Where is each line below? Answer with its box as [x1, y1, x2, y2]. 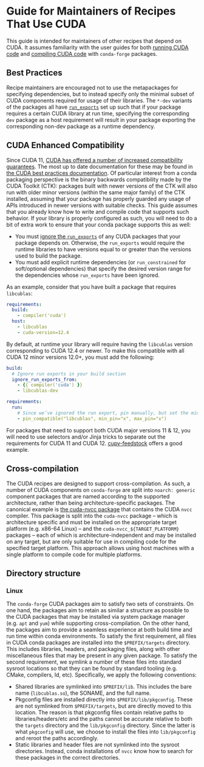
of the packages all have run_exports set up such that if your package [6, 103, 182, 111]
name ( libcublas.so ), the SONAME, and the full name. [15, 689, 151, 697]
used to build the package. [15, 252, 82, 259]
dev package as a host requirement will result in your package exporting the [6, 116, 195, 123]
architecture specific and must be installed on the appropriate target [6, 518, 177, 526]
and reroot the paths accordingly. [15, 735, 99, 742]
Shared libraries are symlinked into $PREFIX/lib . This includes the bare [15, 683, 192, 690]
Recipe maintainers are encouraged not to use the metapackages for [6, 84, 178, 91]
